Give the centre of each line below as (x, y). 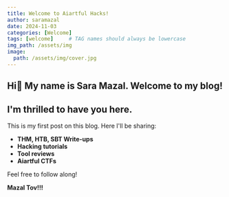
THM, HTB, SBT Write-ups (55, 139)
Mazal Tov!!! (25, 187)
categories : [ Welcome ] (40, 33)
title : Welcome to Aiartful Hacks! (58, 13)
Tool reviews (36, 153)
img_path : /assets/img (40, 45)
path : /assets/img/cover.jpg (55, 58)
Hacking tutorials (42, 146)
